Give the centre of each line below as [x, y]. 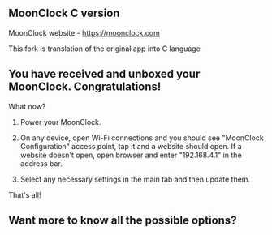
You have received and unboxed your [104, 74]
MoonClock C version [64, 13]
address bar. [41, 163]
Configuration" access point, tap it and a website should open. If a [131, 146]
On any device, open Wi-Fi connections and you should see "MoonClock [142, 138]
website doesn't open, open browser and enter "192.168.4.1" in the [131, 155]
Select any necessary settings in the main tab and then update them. [135, 179]
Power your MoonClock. [60, 122]
